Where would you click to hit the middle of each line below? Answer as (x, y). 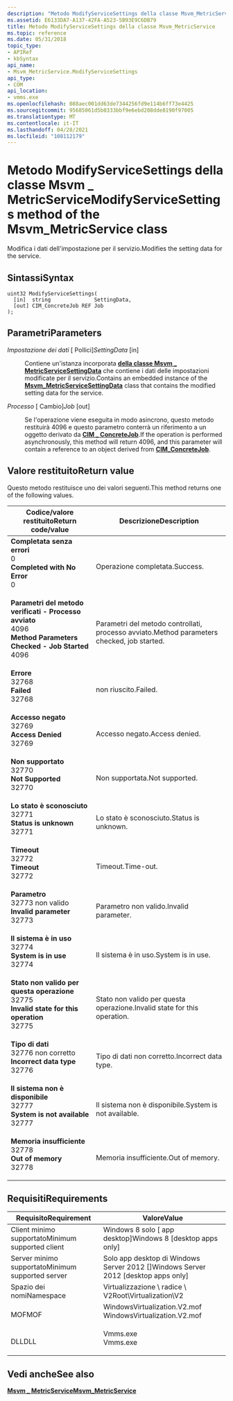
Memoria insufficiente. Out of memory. (158, 1158)
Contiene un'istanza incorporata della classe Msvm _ (101, 363)
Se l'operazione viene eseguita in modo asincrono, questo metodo (119, 420)
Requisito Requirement (54, 1218)
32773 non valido (40, 902)
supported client (37, 1247)
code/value (50, 529)
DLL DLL (24, 1341)
